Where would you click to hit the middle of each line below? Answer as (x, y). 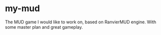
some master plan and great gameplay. (44, 27)
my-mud (23, 9)
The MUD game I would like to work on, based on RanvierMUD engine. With (81, 22)
